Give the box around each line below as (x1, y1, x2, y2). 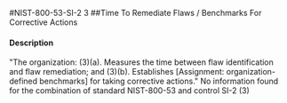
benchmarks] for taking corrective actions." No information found (39, 75, 279, 87)
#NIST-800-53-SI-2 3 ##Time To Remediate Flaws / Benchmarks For (9, 8, 262, 18)
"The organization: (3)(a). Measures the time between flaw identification (9, 57, 274, 67)
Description (9, 37, 54, 48)
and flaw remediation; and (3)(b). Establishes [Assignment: (9, 67, 225, 77)
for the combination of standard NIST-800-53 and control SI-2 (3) (9, 85, 251, 96)
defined (9, 75, 38, 87)
